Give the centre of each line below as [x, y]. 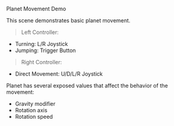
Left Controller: [40, 32]
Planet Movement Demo [36, 9]
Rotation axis [31, 110]
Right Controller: [41, 62]
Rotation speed [34, 117]
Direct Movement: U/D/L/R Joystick [59, 74]
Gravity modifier [35, 104]
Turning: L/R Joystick [41, 44]
